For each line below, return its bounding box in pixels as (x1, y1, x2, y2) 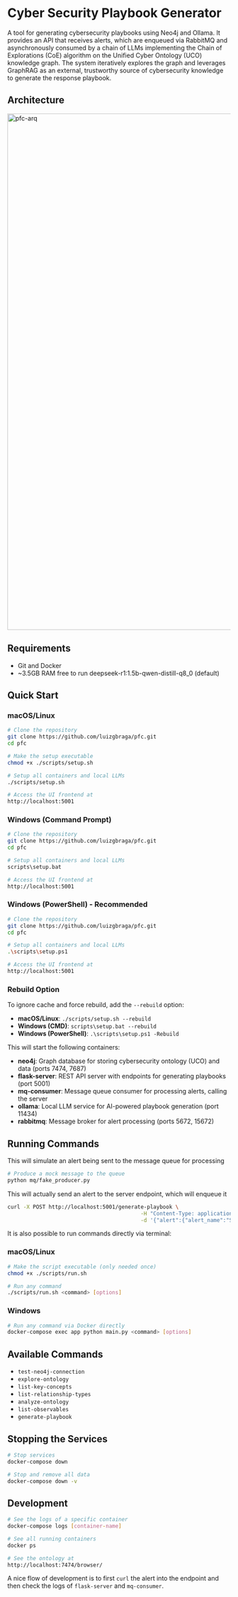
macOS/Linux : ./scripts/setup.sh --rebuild (17, 1014, 152, 1023)
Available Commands (7, 1348, 103, 1360)
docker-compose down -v (7, 1477, 78, 1485)
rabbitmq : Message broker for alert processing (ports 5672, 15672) (17, 1117, 215, 1125)
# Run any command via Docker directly (7, 1322, 125, 1329)
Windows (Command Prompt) (7, 815, 112, 825)
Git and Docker (17, 661, 62, 669)
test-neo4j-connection (17, 1369, 85, 1376)
